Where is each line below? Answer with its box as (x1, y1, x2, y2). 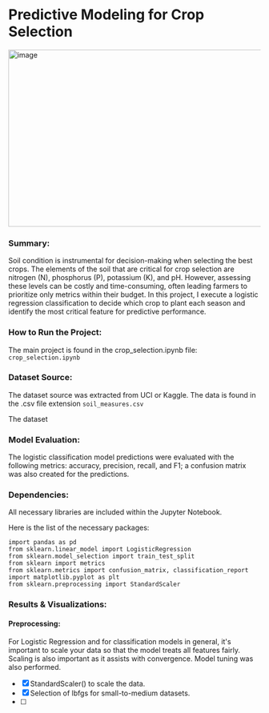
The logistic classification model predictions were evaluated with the (8, 452, 235, 462)
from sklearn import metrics (8, 559, 106, 567)
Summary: (8, 238, 50, 249)
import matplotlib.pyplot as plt (8, 574, 120, 582)
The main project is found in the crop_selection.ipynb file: (8, 345, 198, 354)
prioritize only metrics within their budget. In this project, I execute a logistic (8, 290, 259, 299)
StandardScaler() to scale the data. (30, 679, 146, 688)
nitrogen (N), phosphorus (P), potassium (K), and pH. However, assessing (8, 273, 251, 282)
